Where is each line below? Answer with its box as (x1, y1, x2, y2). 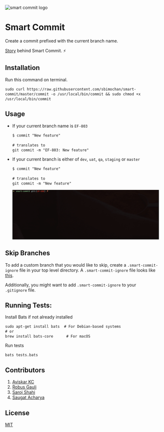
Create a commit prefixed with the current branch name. (5, 38, 119, 44)
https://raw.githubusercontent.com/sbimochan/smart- (26, 87, 137, 91)
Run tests (5, 342, 24, 348)
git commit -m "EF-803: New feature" (12, 147, 89, 153)
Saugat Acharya (12, 394, 45, 401)
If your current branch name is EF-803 (12, 123, 88, 129)
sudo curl (5, 87, 25, 91)
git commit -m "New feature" (12, 181, 72, 186)
